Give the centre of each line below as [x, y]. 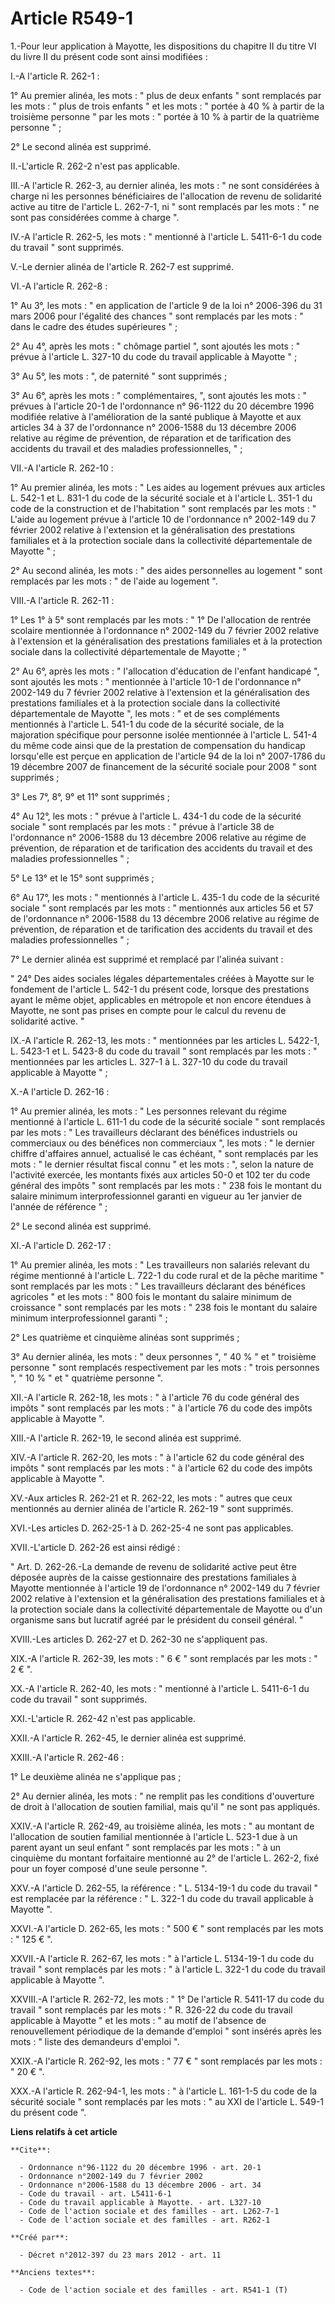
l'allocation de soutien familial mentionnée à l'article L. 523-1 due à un [154, 1836]
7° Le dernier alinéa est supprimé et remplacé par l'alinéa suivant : [147, 959]
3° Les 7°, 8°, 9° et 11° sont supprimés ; [90, 796]
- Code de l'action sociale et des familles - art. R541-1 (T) [153, 2290]
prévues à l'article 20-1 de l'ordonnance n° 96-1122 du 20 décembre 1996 [162, 406]
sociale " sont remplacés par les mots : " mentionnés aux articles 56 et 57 [162, 908]
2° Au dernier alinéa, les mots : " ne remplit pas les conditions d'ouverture [162, 1796]
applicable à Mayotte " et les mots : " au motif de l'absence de [138, 2020]
